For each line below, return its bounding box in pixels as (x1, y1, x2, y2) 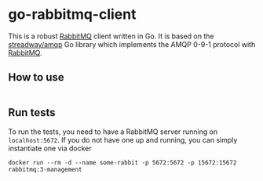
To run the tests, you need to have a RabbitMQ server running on (8, 127, 218, 136)
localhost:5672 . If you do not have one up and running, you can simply (8, 135, 238, 144)
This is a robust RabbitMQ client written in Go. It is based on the (8, 31, 214, 41)
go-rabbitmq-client (8, 5, 137, 24)
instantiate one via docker (8, 143, 92, 153)
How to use (8, 71, 64, 84)
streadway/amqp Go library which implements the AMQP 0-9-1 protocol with (8, 39, 256, 49)
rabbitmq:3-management (8, 165, 82, 173)
